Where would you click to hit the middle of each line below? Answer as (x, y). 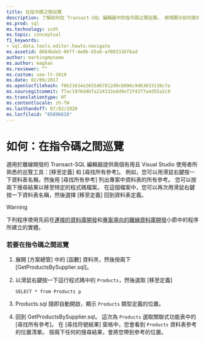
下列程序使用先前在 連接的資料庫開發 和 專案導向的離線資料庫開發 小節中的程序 (103, 220)
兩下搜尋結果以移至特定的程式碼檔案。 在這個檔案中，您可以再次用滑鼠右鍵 (101, 188)
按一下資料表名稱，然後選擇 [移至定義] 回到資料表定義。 (77, 195)
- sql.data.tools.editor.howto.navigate (59, 46)
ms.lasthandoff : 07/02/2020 (42, 108)
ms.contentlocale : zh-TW (38, 103)
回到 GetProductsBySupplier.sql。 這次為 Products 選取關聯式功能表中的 (106, 317)
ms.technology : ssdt (33, 29)
